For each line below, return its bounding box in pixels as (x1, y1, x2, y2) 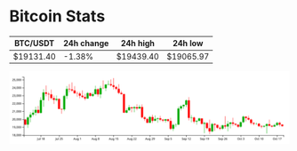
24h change (63, 38, 109, 49)
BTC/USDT (14, 38, 55, 49)
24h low (172, 38, 204, 49)
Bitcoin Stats (9, 6, 106, 27)
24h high (120, 38, 156, 49)
